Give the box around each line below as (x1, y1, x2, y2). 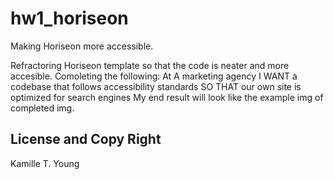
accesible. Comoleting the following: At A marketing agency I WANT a (10, 70, 298, 82)
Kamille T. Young (10, 157, 80, 169)
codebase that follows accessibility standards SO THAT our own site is (10, 80, 302, 92)
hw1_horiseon (10, 7, 129, 30)
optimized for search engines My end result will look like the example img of (10, 91, 324, 103)
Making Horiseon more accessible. (10, 40, 154, 52)
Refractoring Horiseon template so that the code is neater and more (10, 59, 290, 71)
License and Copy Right (10, 131, 162, 148)
